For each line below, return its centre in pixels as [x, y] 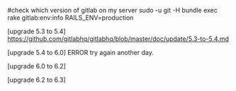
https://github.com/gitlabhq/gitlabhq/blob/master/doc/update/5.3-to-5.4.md [118, 39]
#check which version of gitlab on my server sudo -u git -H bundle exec [113, 10]
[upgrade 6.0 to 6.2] [36, 66]
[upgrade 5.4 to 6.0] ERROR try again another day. [80, 53]
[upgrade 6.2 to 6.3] [36, 80]
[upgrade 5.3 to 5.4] [36, 31]
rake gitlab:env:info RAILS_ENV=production [71, 18]
